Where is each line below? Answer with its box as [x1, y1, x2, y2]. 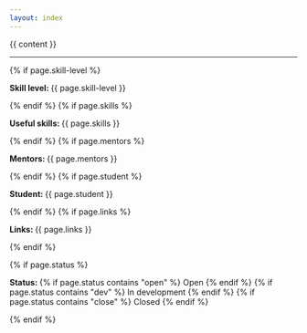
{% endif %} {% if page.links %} [9, 206, 132, 217]
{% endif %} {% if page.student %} [9, 171, 143, 182]
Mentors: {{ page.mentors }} [9, 152, 118, 164]
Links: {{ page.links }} [9, 224, 92, 234]
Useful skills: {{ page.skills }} [9, 118, 121, 129]
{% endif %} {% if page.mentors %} [9, 135, 145, 146]
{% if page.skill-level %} [9, 65, 101, 76]
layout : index [9, 13, 64, 23]
